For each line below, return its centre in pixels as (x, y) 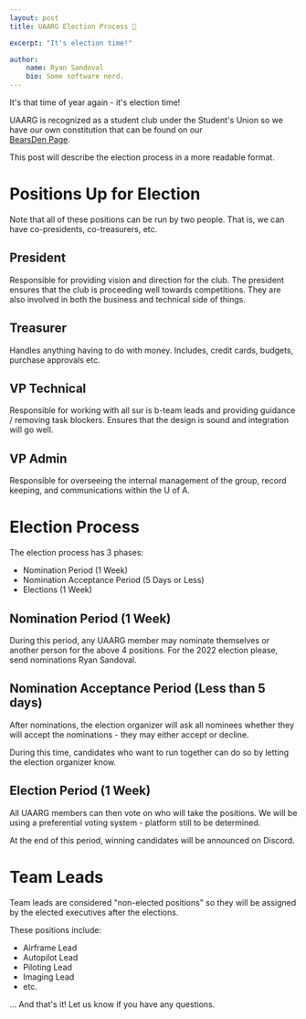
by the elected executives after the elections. (94, 912)
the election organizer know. (63, 762)
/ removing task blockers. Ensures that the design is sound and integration (149, 420)
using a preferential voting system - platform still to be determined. (135, 823)
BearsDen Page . (40, 139)
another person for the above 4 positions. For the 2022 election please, (144, 650)
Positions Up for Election (105, 194)
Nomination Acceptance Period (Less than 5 (138, 689)
